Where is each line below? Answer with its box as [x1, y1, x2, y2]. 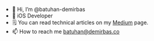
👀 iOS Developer [11, 12, 53, 19]
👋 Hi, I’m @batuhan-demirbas [11, 6, 85, 13]
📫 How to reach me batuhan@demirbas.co [11, 28, 120, 35]
